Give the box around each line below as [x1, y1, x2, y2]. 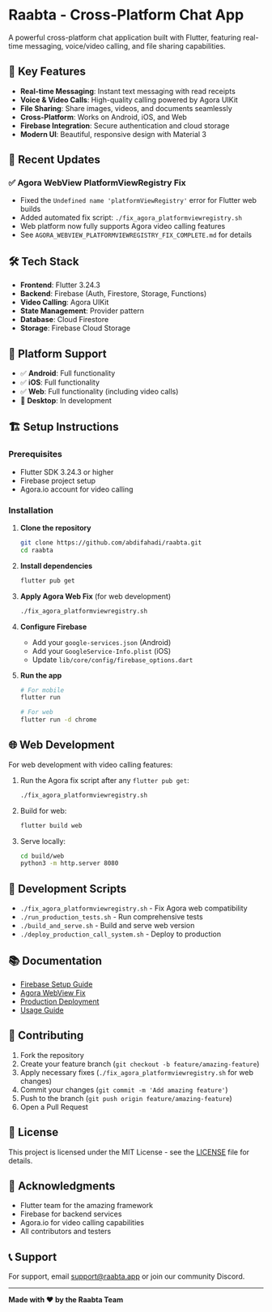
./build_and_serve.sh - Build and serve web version [19, 921, 195, 931]
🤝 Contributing [8, 1029, 84, 1043]
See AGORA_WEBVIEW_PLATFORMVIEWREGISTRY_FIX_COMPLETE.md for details [19, 230, 253, 240]
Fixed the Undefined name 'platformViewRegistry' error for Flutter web [19, 196, 257, 205]
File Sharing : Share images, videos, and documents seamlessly [19, 103, 232, 113]
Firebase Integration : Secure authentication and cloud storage [19, 120, 230, 131]
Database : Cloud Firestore [19, 315, 109, 325]
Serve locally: [19, 836, 66, 845]
